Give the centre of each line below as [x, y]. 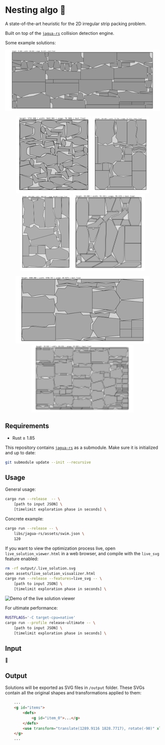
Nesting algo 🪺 [36, 10]
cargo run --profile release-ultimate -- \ [50, 623]
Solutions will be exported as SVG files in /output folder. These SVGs [75, 687]
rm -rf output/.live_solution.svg [41, 568]
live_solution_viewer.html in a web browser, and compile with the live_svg [82, 553]
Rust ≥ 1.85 [24, 438]
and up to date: [20, 452]
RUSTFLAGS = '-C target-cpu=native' [41, 618]
